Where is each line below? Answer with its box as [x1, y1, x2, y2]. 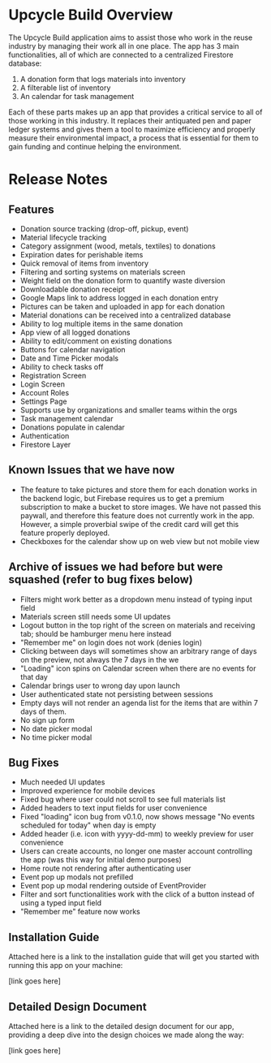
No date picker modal [19, 724, 92, 733]
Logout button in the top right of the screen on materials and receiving [19, 620, 256, 630]
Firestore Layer [19, 439, 71, 449]
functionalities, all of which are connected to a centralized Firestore [8, 50, 234, 59]
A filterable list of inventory [19, 83, 111, 93]
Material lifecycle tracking [19, 232, 107, 242]
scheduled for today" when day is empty [19, 820, 157, 830]
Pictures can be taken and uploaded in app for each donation [19, 301, 226, 311]
